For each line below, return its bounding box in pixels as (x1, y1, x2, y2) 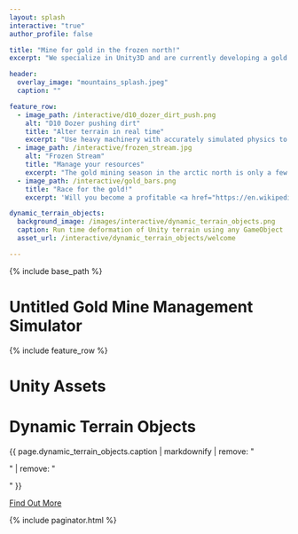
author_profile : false (9, 29, 93, 38)
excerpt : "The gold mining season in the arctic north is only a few (25, 168, 288, 177)
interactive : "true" (9, 21, 86, 30)
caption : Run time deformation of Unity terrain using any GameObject (17, 225, 284, 235)
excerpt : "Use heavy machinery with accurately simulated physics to (25, 135, 288, 145)
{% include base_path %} (9, 265, 103, 276)
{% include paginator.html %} (9, 514, 117, 525)
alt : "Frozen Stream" (25, 152, 105, 161)
